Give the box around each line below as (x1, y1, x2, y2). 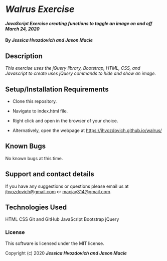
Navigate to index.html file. (12, 108, 68, 114)
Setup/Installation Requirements (5, 85, 109, 93)
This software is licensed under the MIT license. (5, 240, 104, 246)
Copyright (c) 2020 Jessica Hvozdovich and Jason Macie (5, 250, 127, 256)
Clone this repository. (12, 98, 57, 104)
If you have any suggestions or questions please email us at (5, 183, 129, 189)
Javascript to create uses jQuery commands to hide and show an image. (5, 70, 156, 76)
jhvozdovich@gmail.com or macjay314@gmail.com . (5, 188, 112, 194)
